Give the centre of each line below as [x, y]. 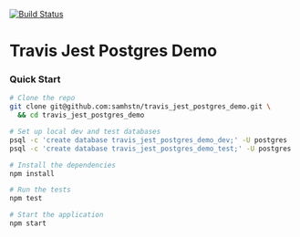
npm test [26, 199]
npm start [28, 223]
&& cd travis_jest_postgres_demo [81, 115]
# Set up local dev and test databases [85, 132]
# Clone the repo [42, 98]
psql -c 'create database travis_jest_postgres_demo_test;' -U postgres [150, 149]
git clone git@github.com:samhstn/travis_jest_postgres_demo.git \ [140, 107]
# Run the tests [40, 190]
